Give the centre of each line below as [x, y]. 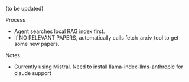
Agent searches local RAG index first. [59, 31]
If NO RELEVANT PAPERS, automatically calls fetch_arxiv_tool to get [96, 37]
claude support [32, 73]
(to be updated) [25, 9]
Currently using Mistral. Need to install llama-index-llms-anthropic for [99, 67]
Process [16, 20]
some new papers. [37, 44]
